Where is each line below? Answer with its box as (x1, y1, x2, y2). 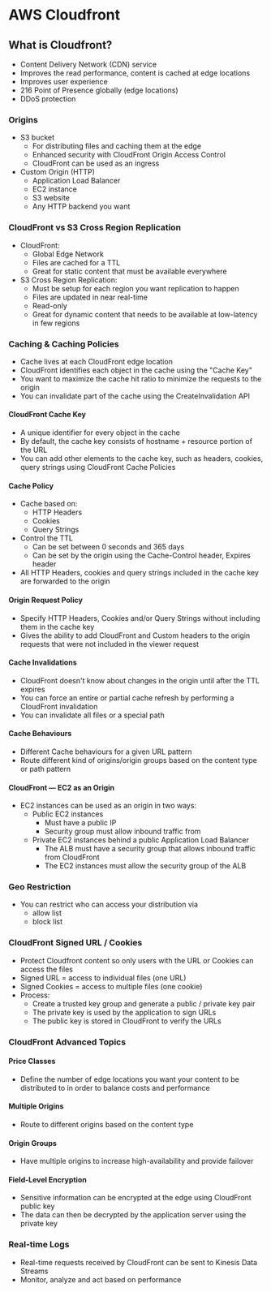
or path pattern (19, 764, 71, 773)
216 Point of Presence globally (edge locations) (19, 85, 179, 95)
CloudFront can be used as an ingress (32, 158, 160, 168)
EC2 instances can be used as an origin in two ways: (19, 801, 197, 811)
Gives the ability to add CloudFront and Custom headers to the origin (19, 631, 251, 640)
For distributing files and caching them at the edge (32, 141, 201, 151)
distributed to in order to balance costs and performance (19, 1083, 210, 1092)
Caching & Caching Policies (8, 338, 119, 350)
